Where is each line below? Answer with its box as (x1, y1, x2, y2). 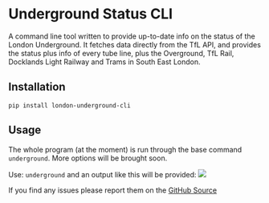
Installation (8, 80, 66, 94)
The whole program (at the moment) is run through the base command (8, 144, 243, 154)
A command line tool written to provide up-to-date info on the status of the (8, 31, 255, 41)
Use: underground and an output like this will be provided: (8, 169, 197, 179)
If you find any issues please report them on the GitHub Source (8, 185, 218, 195)
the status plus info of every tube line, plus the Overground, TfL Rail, (8, 48, 234, 58)
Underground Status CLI (8, 5, 173, 23)
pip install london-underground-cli (8, 101, 131, 109)
